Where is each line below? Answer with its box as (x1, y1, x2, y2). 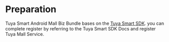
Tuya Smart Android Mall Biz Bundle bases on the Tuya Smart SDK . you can (5, 20, 164, 26)
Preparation (5, 4, 57, 15)
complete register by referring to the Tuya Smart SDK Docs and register (5, 25, 156, 31)
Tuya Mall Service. (5, 31, 44, 37)
